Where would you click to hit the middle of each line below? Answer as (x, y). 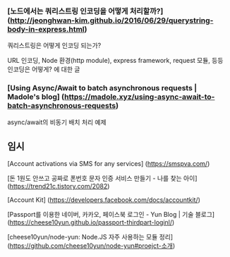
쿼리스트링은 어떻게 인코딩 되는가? (54, 46)
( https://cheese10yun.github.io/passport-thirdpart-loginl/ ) (91, 222)
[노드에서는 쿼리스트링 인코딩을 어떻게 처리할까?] (85, 11)
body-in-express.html (46, 29)
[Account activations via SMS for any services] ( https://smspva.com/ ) (109, 164)
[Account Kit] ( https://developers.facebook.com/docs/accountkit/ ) (104, 200)
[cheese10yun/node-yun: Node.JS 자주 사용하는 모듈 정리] (90, 237)
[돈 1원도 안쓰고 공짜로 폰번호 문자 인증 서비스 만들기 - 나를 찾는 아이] (102, 179)
